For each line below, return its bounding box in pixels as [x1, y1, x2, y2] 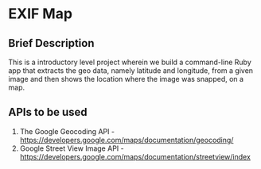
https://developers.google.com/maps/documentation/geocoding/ [19, 135, 234, 144]
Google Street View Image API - [19, 144, 125, 153]
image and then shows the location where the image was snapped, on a [8, 75, 244, 83]
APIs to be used [8, 106, 88, 119]
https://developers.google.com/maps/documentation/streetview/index [19, 152, 251, 161]
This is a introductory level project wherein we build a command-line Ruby [8, 57, 252, 67]
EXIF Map [8, 5, 73, 23]
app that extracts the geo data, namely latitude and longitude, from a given [8, 66, 253, 75]
